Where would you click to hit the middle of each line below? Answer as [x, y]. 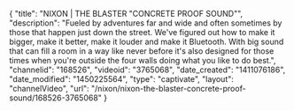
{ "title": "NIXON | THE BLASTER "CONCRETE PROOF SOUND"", [126, 14]
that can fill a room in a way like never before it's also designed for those [142, 51]
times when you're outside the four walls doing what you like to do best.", [143, 60]
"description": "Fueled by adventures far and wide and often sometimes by [146, 23]
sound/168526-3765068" [55, 98]
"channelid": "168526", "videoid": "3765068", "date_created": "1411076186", [147, 70]
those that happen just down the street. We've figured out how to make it [142, 32]
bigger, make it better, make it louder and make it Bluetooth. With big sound [147, 41]
